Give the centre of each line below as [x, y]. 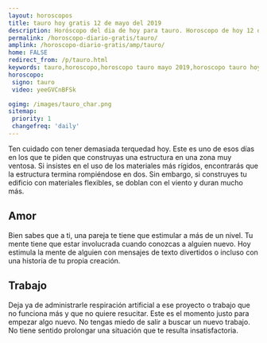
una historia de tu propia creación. [64, 260]
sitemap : [23, 111]
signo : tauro [33, 82]
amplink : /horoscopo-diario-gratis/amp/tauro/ [87, 45]
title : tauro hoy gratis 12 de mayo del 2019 [85, 23]
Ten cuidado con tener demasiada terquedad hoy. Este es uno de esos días [132, 149]
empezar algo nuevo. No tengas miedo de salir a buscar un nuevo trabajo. [129, 322]
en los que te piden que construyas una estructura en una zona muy [120, 157]
